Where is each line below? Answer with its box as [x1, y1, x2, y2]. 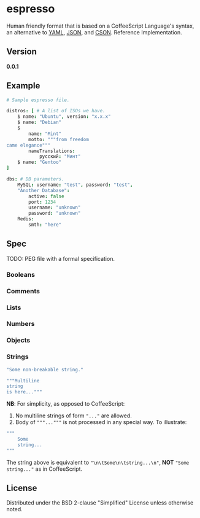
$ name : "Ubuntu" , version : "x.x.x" [17, 114, 112, 120]
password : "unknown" [28, 211, 81, 217]
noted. [6, 506, 23, 513]
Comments [6, 287, 40, 295]
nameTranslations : [28, 148, 75, 154]
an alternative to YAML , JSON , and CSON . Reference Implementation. [6, 28, 182, 36]
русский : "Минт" [39, 153, 81, 160]
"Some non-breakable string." [6, 366, 84, 373]
